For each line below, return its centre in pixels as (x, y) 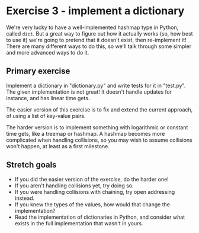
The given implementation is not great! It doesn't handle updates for (89, 92)
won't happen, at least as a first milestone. (58, 146)
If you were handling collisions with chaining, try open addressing (95, 191)
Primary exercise (38, 71)
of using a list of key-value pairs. (46, 116)
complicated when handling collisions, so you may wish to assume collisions (99, 140)
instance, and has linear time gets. (48, 98)
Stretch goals (31, 165)
